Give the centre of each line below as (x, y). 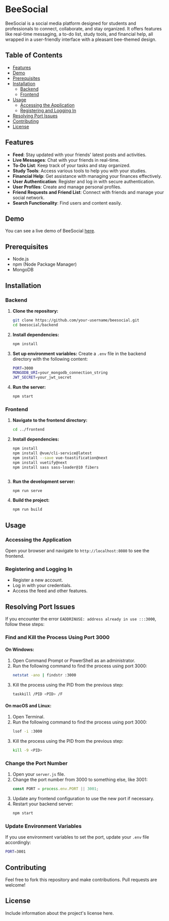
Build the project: (31, 500)
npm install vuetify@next (40, 463)
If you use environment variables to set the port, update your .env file (77, 837)
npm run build (27, 510)
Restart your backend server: (43, 804)
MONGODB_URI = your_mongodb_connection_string (60, 373)
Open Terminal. (29, 717)
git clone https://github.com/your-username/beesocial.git (76, 320)
